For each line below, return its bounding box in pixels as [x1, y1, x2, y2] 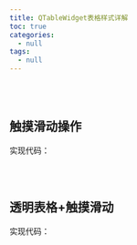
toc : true [9, 22, 47, 31]
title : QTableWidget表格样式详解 [9, 13, 129, 23]
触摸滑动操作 [9, 119, 82, 135]
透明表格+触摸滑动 [9, 199, 114, 215]
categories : [9, 30, 55, 39]
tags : [9, 47, 30, 56]
